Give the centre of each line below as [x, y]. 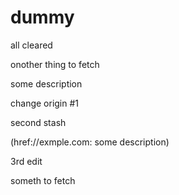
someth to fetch [43, 180]
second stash [38, 122]
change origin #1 [45, 103]
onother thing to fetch [55, 64]
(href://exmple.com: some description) [90, 142]
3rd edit [26, 161]
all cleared [31, 45]
